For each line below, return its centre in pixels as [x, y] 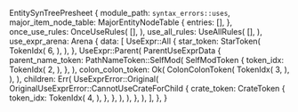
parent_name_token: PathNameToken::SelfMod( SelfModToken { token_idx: [147, 60]
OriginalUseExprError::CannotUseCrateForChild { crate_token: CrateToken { [148, 88]
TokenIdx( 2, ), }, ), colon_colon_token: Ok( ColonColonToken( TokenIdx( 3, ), [149, 69]
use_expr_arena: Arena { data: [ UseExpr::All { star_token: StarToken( [135, 41]
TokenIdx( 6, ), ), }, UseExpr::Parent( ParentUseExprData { [115, 51]
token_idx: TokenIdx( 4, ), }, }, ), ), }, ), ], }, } [88, 98]
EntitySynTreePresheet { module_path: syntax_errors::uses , [120, 13]
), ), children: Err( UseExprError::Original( [84, 79]
